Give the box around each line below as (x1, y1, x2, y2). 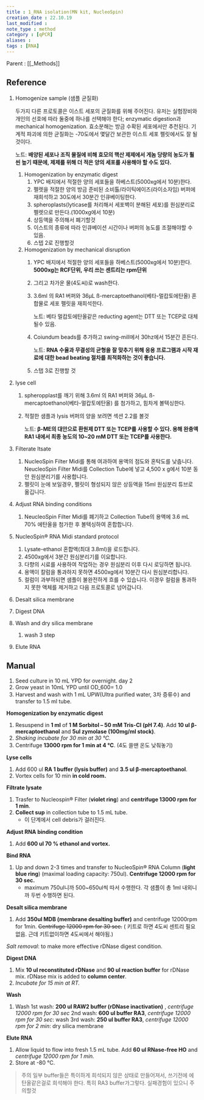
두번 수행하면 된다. (30, 891, 75, 899)
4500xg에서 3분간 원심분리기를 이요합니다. (24, 553, 127, 560)
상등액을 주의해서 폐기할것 (33, 216, 96, 223)
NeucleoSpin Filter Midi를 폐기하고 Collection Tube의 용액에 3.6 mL (24, 513, 190, 520)
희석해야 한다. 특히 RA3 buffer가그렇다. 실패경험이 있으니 (52, 1079, 189, 1087)
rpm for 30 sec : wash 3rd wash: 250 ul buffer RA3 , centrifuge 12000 (15, 1016, 189, 1023)
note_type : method (6, 26, 56, 32)
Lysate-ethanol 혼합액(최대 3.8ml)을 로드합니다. (24, 545, 140, 552)
